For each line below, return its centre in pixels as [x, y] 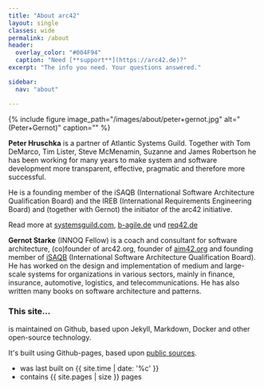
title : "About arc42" [44, 16]
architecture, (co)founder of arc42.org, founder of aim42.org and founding [131, 249]
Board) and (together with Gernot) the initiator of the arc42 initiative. [120, 209]
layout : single [33, 23]
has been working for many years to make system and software [113, 159]
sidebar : [23, 82]
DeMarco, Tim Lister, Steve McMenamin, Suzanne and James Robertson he [132, 151]
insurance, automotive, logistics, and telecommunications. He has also [124, 282]
